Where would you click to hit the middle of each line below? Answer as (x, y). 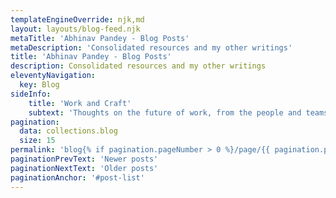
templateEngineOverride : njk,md (77, 19)
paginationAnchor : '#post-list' (77, 177)
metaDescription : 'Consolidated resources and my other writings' (151, 47)
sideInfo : (31, 94)
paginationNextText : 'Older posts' (84, 168)
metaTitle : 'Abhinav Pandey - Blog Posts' (100, 38)
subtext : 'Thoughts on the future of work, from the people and (165, 112)
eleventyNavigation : (53, 76)
